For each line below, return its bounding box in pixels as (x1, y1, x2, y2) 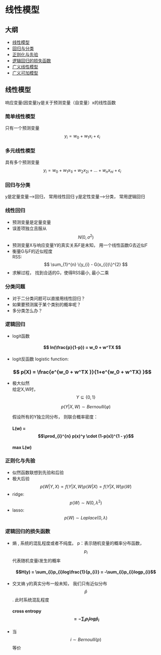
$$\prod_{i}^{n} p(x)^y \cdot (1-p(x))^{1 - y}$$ (38, 433, 134, 439)
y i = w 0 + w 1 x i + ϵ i (64, 133, 100, 140)
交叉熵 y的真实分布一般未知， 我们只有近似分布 (12, 581, 108, 586)
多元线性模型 (5, 147, 36, 154)
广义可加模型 (12, 70, 38, 76)
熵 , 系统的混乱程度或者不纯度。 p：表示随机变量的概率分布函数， (12, 540, 144, 546)
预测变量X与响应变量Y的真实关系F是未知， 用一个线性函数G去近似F (12, 242, 148, 248)
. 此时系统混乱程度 (12, 597, 49, 603)
